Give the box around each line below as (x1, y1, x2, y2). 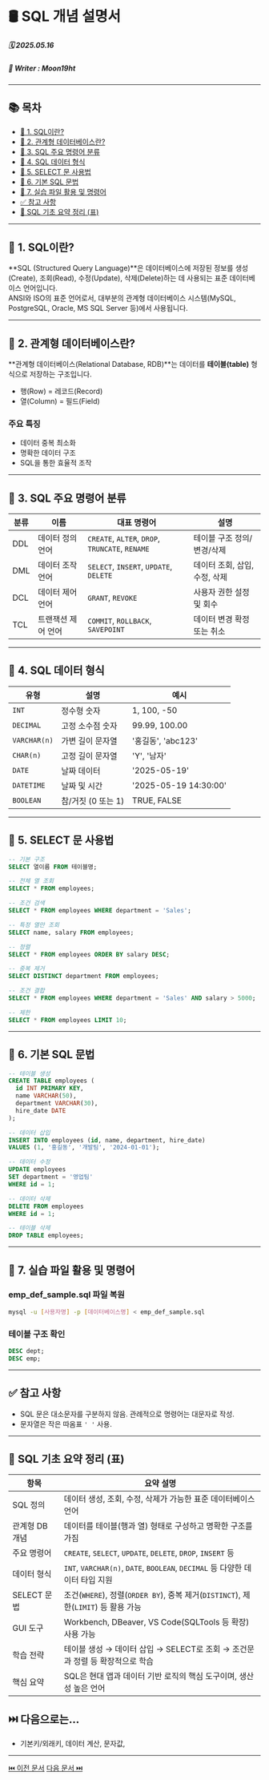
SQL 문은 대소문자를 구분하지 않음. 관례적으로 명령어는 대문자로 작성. (19, 1409, 235, 1419)
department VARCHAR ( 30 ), (15, 1099, 98, 1108)
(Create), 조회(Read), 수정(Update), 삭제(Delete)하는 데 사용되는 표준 (8, 273, 228, 283)
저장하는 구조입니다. (29, 369, 92, 379)
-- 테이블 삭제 (8, 1224, 50, 1232)
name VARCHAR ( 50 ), (15, 1092, 78, 1100)
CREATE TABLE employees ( (8, 1077, 94, 1085)
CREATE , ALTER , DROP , (87, 534, 160, 545)
